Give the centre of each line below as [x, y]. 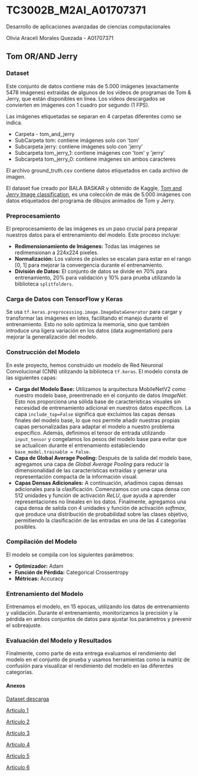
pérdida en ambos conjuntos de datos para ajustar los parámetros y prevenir [99, 619]
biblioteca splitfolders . [44, 284]
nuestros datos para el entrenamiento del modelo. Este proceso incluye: [93, 235]
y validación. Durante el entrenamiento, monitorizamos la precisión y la [92, 613]
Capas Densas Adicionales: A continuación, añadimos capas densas [99, 483]
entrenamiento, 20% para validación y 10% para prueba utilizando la [98, 277]
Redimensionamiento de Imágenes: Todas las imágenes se [87, 246]
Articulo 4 [18, 744]
